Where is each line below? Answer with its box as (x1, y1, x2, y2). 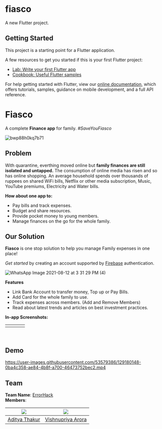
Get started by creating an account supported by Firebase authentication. (5, 260, 155, 266)
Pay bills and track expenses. (12, 202, 72, 208)
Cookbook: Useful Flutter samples (12, 72, 82, 78)
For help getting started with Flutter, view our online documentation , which (5, 81, 157, 87)
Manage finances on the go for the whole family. (12, 218, 111, 224)
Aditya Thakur (7, 416, 40, 423)
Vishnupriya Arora (45, 416, 87, 423)
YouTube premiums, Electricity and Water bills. (5, 183, 99, 189)
